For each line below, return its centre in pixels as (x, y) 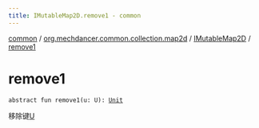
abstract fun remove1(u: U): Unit (66, 100)
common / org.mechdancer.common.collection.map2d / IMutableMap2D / (129, 38)
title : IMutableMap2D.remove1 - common (75, 16)
